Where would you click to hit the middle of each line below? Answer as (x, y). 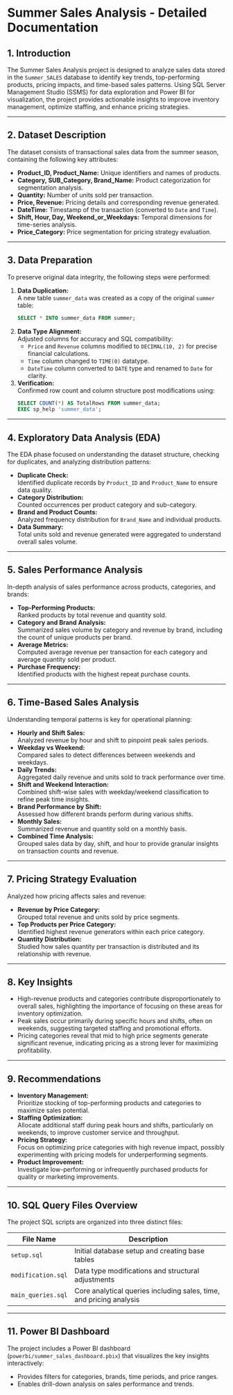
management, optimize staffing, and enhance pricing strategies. (98, 107)
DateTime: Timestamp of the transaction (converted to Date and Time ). (118, 209)
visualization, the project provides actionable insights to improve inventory (113, 99)
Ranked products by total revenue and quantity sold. (92, 615)
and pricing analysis (107, 1299)
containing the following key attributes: (63, 159)
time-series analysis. (47, 225)
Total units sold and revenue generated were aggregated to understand (119, 535)
